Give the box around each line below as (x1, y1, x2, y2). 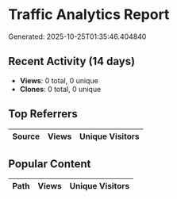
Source (12, 131, 40, 142)
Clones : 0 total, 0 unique (19, 84, 102, 94)
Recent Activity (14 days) (8, 55, 136, 68)
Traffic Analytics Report (8, 6, 170, 24)
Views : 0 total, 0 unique (19, 75, 99, 85)
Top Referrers (8, 107, 78, 121)
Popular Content (8, 157, 91, 170)
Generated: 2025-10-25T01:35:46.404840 (8, 32, 147, 41)
